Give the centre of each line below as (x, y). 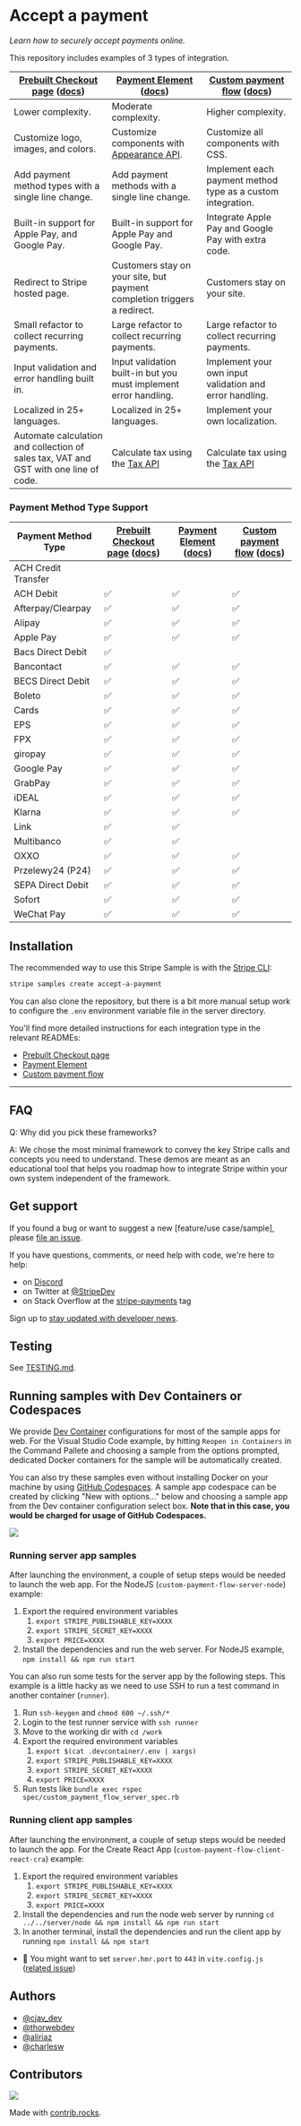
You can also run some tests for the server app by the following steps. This (147, 1676)
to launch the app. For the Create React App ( (93, 1849)
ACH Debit (36, 594)
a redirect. (133, 310)
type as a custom (242, 191)
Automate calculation (58, 436)
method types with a (57, 186)
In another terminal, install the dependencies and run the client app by (151, 1932)
